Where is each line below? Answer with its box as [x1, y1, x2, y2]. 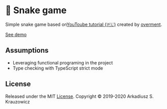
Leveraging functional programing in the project [12, 59, 113, 65]
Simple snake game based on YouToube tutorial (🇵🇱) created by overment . [5, 21, 162, 27]
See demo [5, 31, 27, 38]
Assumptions [5, 46, 49, 55]
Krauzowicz [5, 98, 30, 104]
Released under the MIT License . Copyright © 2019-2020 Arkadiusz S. [5, 93, 154, 99]
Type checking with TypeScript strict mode [12, 65, 103, 71]
